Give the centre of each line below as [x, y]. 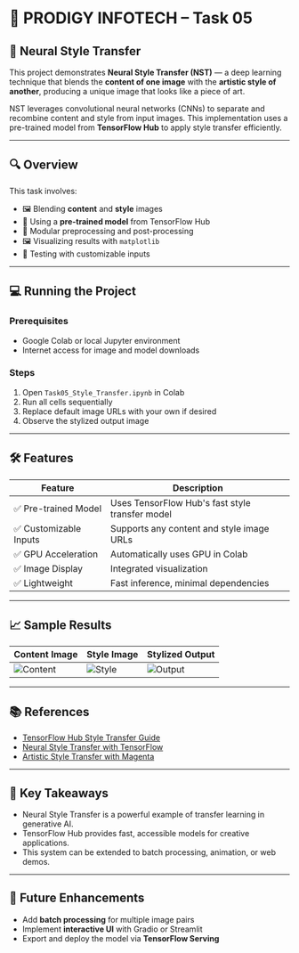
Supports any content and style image [190, 528]
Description [198, 487]
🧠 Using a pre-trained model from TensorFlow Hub [116, 221]
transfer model [141, 514]
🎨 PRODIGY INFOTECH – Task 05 [131, 18]
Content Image [46, 655]
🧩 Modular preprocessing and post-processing [108, 231]
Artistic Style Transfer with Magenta [88, 757]
